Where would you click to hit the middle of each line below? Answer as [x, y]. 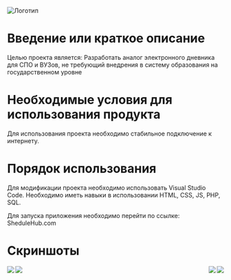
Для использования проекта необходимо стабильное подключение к [109, 133]
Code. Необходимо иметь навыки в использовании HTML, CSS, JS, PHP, [114, 195]
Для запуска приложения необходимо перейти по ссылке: [93, 215]
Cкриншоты [43, 250]
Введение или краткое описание [106, 39]
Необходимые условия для [90, 100]
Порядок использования [82, 169]
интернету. [23, 140]
